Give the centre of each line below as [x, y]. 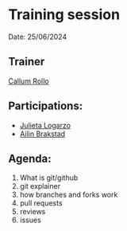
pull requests [41, 203]
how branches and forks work [69, 195]
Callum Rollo [29, 80]
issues [30, 220]
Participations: [46, 106]
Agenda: [30, 158]
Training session [64, 15]
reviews [33, 212]
